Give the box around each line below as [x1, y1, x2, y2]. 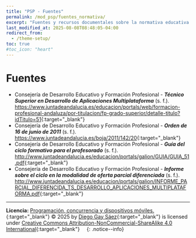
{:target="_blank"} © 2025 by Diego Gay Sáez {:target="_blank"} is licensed [6, 213, 188, 220]
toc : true [6, 41, 30, 47]
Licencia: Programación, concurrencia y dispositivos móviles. [6, 206, 155, 213]
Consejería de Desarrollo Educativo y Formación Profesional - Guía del [14, 141, 185, 148]
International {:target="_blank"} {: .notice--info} [6, 225, 124, 232]
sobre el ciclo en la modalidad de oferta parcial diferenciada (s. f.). [14, 171, 180, 178]
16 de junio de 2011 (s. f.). [14, 128, 77, 135]
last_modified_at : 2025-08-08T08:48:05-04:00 [6, 24, 118, 31]
